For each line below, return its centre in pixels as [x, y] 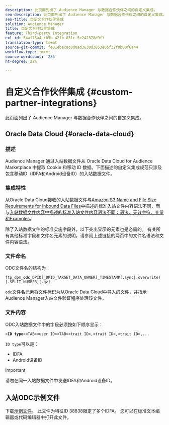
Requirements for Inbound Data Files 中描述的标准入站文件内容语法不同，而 [83, 206]
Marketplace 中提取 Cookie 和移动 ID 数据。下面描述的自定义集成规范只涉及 [83, 167]
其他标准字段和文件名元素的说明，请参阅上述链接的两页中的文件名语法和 [84, 236]
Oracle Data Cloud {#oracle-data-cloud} [70, 134]
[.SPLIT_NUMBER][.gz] [28, 282]
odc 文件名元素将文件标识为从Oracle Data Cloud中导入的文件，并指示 [76, 292]
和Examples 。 [20, 219]
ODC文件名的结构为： [28, 268]
